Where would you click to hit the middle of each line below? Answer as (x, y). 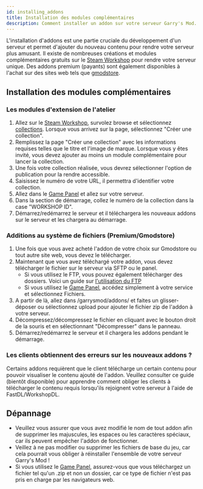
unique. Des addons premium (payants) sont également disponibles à (93, 66)
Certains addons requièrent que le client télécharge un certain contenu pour (101, 368)
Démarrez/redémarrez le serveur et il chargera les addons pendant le (102, 333)
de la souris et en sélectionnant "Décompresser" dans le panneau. (98, 326)
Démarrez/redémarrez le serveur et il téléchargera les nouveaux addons (105, 213)
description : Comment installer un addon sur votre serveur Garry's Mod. (102, 23)
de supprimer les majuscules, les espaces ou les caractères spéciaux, (103, 434)
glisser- (170, 301)
